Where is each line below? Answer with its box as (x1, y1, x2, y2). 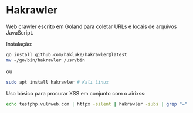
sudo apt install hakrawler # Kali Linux (6, 79, 109, 85)
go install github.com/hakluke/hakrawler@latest (6, 52, 127, 57)
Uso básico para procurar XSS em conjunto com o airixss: (6, 90, 146, 97)
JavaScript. (6, 29, 34, 36)
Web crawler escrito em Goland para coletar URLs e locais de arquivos (6, 23, 177, 30)
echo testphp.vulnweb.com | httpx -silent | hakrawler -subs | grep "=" (6, 101, 188, 107)
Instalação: (6, 40, 33, 47)
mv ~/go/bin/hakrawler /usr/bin (6, 57, 85, 63)
